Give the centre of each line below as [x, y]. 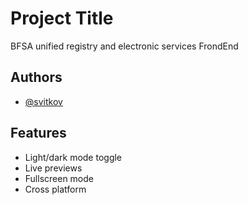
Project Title [62, 18]
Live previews [53, 168]
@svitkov [43, 101]
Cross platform [55, 189]
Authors [36, 77]
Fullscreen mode [59, 178]
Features [38, 133]
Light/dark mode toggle [73, 157]
